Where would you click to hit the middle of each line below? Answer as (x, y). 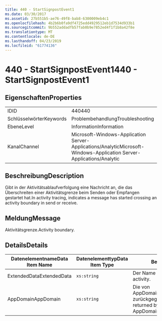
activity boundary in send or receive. (41, 203)
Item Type (102, 265)
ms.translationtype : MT (29, 32)
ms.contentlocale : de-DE (30, 37)
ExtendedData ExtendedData (40, 276)
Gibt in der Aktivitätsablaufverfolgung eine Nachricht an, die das (69, 188)
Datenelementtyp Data (102, 259)
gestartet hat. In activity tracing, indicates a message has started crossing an (81, 198)
